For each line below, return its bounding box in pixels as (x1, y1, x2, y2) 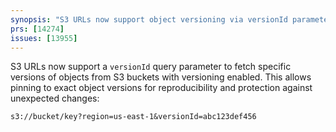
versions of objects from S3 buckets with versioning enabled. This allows (10, 71, 312, 83)
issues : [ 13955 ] (10, 33, 78, 43)
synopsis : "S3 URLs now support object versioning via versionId (10, 14, 288, 25)
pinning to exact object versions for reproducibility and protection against (10, 82, 313, 94)
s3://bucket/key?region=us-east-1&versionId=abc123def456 (10, 112, 257, 122)
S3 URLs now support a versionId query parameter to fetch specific (10, 61, 292, 73)
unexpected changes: (10, 92, 100, 105)
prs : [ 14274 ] (10, 24, 65, 34)
